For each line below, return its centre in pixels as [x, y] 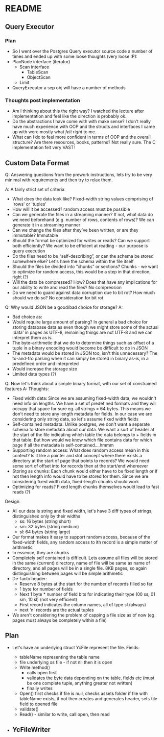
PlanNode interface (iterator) [41, 61]
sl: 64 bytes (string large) [45, 532]
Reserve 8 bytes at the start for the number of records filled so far [86, 584]
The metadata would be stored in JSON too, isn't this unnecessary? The [85, 353]
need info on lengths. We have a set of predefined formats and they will [84, 403]
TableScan [37, 72]
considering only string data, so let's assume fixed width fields [75, 419]
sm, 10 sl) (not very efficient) [48, 599]
